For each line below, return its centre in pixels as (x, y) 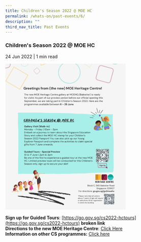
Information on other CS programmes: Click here (58, 234)
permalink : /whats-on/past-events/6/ (45, 16)
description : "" (22, 21)
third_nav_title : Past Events (37, 27)
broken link (93, 223)
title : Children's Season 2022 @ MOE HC (49, 11)
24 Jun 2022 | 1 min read (32, 57)
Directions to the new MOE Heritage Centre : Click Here (64, 228)
